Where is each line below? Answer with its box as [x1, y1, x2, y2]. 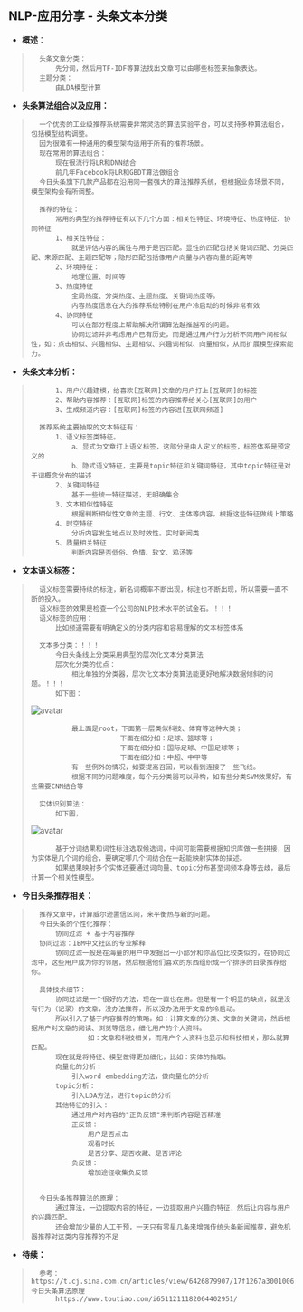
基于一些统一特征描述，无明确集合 [71, 490, 180, 499]
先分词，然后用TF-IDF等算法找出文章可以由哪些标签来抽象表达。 [54, 63, 261, 72]
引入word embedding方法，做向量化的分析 [71, 1072, 210, 1081]
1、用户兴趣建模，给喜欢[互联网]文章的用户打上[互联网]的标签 [54, 386, 258, 395]
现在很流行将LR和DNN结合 [54, 158, 137, 168]
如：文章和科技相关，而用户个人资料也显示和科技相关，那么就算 [88, 1033, 290, 1042]
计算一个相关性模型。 [30, 873, 99, 882]
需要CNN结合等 [37, 782, 84, 791]
